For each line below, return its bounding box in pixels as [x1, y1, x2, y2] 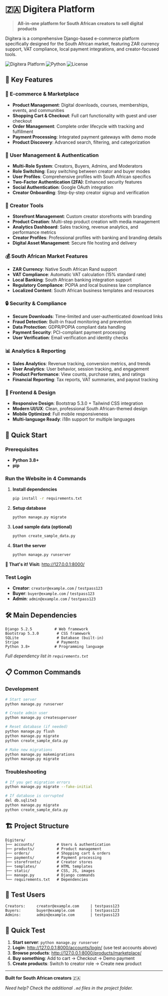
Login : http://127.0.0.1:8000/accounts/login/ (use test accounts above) [12, 944, 157, 951]
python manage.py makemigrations [5, 752, 75, 757]
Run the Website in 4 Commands [5, 475, 86, 482]
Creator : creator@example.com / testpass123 [12, 585, 103, 591]
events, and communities [12, 107, 64, 113]
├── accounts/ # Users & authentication [5, 842, 111, 847]
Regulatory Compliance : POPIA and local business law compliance [12, 282, 151, 288]
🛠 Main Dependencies [5, 611, 77, 619]
